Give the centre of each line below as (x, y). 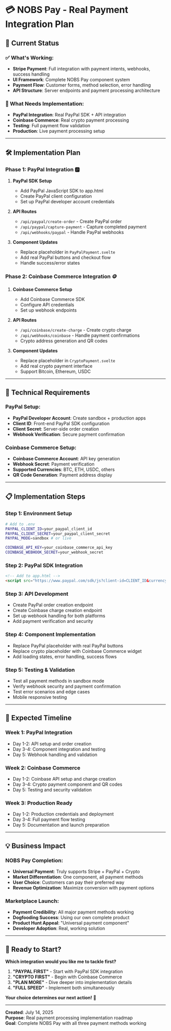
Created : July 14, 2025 (29, 1013)
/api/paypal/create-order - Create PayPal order (71, 221)
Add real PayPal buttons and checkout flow (65, 257)
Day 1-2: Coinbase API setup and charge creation (64, 779)
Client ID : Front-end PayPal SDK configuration (61, 423)
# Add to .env (20, 524)
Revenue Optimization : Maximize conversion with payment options (83, 887)
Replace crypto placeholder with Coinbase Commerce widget (77, 651)
